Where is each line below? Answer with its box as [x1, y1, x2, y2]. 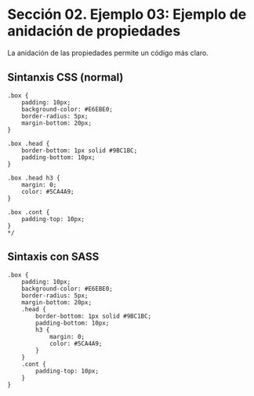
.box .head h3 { [7, 174, 60, 182]
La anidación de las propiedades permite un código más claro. [7, 48, 209, 57]
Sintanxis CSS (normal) [7, 71, 124, 84]
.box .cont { [7, 208, 50, 216]
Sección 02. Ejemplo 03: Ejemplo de [7, 5, 247, 24]
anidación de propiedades [7, 22, 181, 40]
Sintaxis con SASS [7, 250, 100, 263]
